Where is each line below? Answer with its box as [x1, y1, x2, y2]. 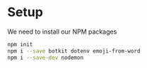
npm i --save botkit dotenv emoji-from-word [7, 47, 141, 55]
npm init [7, 41, 33, 48]
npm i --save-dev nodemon [7, 54, 83, 61]
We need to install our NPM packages [7, 27, 117, 36]
